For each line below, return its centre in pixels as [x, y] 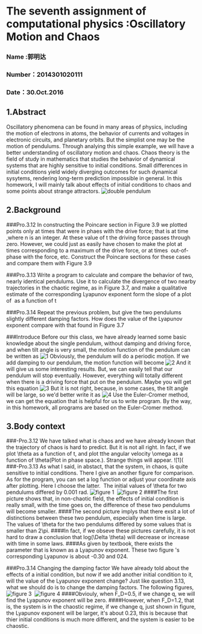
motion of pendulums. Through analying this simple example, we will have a [100, 146]
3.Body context [36, 426]
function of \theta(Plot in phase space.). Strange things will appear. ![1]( [95, 460]
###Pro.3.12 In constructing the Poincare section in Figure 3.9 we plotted [97, 224]
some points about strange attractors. [53, 191]
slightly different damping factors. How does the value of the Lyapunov [94, 319]
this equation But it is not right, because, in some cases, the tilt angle [97, 388]
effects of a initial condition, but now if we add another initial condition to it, [100, 575]
